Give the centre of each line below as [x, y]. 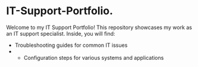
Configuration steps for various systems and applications [94, 58]
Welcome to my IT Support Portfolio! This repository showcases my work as [99, 27]
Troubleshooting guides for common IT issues [71, 45]
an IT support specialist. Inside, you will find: [61, 33]
